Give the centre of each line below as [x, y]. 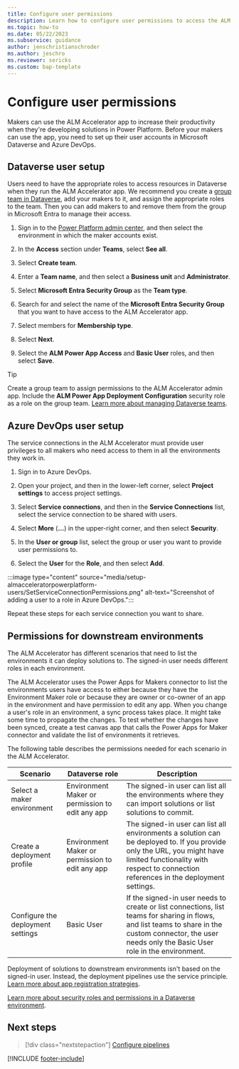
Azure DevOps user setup [66, 426]
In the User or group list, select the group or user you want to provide [119, 542]
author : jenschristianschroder [54, 47]
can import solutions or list [171, 803]
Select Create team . [47, 263]
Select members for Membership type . [75, 326]
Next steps [32, 1027]
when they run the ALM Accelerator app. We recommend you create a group [119, 191]
